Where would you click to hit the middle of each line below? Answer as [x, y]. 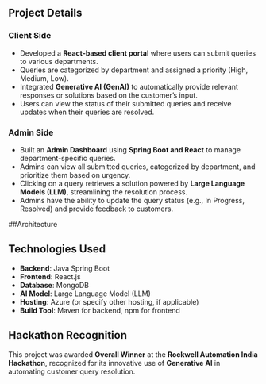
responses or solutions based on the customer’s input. [109, 95]
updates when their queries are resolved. [87, 112]
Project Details [45, 13]
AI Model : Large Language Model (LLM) [85, 294]
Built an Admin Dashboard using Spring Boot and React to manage [130, 149]
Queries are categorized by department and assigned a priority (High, [134, 70]
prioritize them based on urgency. [75, 175]
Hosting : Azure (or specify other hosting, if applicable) [109, 301]
